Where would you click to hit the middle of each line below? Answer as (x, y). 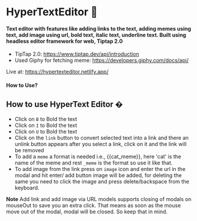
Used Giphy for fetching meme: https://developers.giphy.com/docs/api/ (101, 61)
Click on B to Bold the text (46, 119)
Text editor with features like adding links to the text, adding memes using (99, 28)
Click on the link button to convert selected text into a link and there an (101, 138)
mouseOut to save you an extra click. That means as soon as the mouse (93, 205)
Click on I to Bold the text (46, 125)
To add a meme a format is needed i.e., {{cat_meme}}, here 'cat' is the (98, 156)
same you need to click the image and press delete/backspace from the (102, 181)
